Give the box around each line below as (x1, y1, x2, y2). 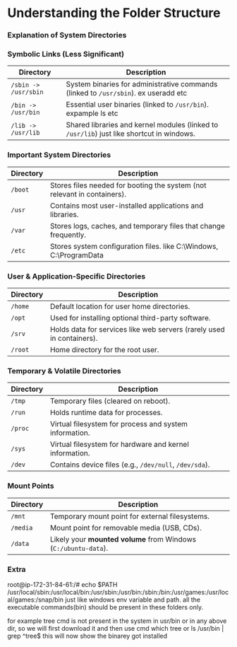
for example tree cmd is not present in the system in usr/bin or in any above (7, 617, 227, 625)
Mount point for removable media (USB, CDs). (49, 523, 202, 532)
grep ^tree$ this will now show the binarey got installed (7, 631, 168, 640)
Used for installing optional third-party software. (49, 313, 211, 322)
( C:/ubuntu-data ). (49, 543, 109, 553)
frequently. (49, 230, 87, 240)
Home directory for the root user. (49, 345, 159, 354)
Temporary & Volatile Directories (7, 366, 121, 375)
